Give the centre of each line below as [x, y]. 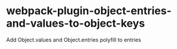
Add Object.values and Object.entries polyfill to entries [74, 40]
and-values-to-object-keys [76, 23]
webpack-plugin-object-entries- [89, 11]
